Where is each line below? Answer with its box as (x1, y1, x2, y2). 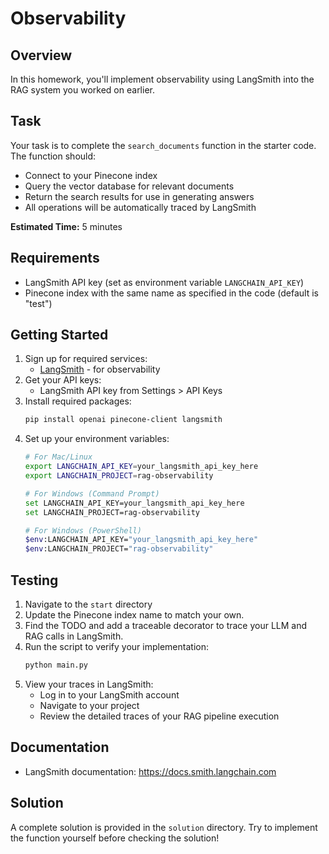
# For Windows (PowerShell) (24, 525, 142, 536)
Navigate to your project (39, 699, 140, 711)
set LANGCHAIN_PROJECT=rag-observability (24, 507, 200, 517)
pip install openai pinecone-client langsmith (24, 415, 223, 425)
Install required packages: (24, 395, 132, 407)
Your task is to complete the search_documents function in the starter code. (10, 139, 317, 151)
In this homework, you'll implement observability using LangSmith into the (10, 73, 315, 85)
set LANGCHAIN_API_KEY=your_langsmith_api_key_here (24, 498, 245, 508)
